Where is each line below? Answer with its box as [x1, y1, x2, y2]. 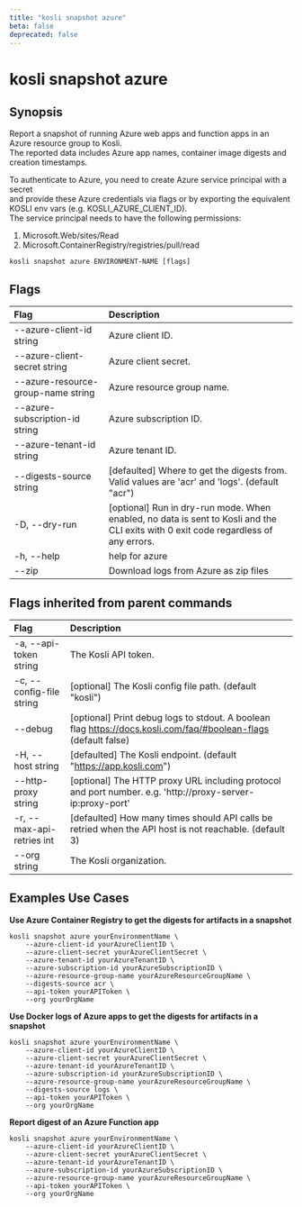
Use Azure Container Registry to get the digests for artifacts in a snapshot [9, 914, 292, 925]
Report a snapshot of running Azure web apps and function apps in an [9, 128, 270, 140]
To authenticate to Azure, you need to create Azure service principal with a [9, 175, 288, 186]
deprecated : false [9, 30, 78, 39]
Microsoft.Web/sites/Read [22, 231, 120, 241]
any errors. [108, 535, 155, 548]
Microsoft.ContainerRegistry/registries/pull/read [22, 240, 200, 250]
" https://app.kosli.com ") [69, 760, 172, 772]
